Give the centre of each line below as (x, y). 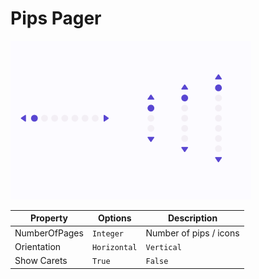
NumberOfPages (49, 233)
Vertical (163, 247)
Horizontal (114, 247)
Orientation (38, 246)
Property (48, 218)
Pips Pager (56, 18)
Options (114, 218)
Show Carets (41, 261)
